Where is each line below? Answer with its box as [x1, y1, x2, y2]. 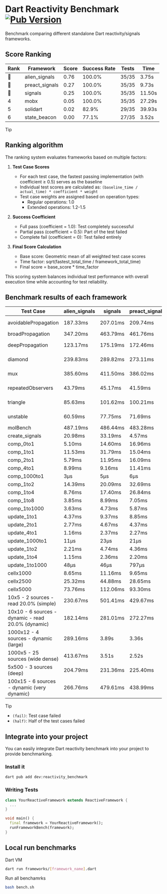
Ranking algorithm [5, 141, 64, 150]
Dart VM [5, 857, 22, 863]
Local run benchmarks [5, 844, 77, 852]
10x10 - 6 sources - [7, 608, 57, 615]
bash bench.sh [5, 885, 35, 890]
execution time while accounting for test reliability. [5, 278, 108, 284]
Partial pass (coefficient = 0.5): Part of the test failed [19, 229, 128, 235]
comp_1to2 [7, 481, 35, 488]
